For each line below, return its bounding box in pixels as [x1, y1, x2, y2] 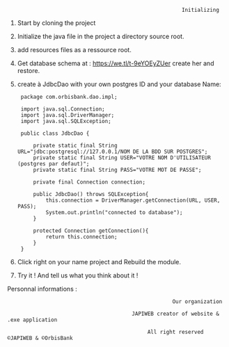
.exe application [7, 316, 58, 323]
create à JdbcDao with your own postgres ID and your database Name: [17, 80, 221, 88]
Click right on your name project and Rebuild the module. [17, 258, 182, 266]
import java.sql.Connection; [20, 106, 106, 113]
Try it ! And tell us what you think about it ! [17, 271, 139, 280]
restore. [17, 67, 40, 74]
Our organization [172, 298, 223, 305]
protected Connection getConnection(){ [33, 227, 149, 234]
